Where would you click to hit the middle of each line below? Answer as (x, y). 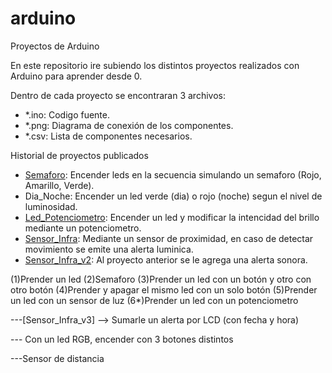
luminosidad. (51, 206)
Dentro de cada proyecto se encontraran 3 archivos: (118, 95)
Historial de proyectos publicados (79, 155)
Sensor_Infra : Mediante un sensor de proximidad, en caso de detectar (169, 238)
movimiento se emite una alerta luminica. (109, 249)
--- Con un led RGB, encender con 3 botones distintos (122, 339)
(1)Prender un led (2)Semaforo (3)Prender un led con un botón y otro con (161, 279)
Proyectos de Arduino (55, 46)
